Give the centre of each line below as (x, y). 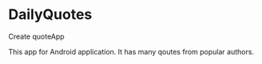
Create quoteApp (37, 36)
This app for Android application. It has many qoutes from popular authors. (131, 51)
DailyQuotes (50, 15)
